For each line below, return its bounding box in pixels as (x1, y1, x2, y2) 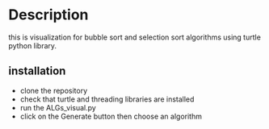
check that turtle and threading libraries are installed (19, 94, 195, 104)
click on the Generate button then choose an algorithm (19, 111, 202, 121)
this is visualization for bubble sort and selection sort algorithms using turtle (8, 32, 261, 42)
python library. (8, 40, 57, 50)
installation (8, 64, 66, 78)
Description (8, 6, 89, 24)
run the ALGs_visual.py (19, 102, 97, 112)
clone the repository (19, 85, 88, 95)
